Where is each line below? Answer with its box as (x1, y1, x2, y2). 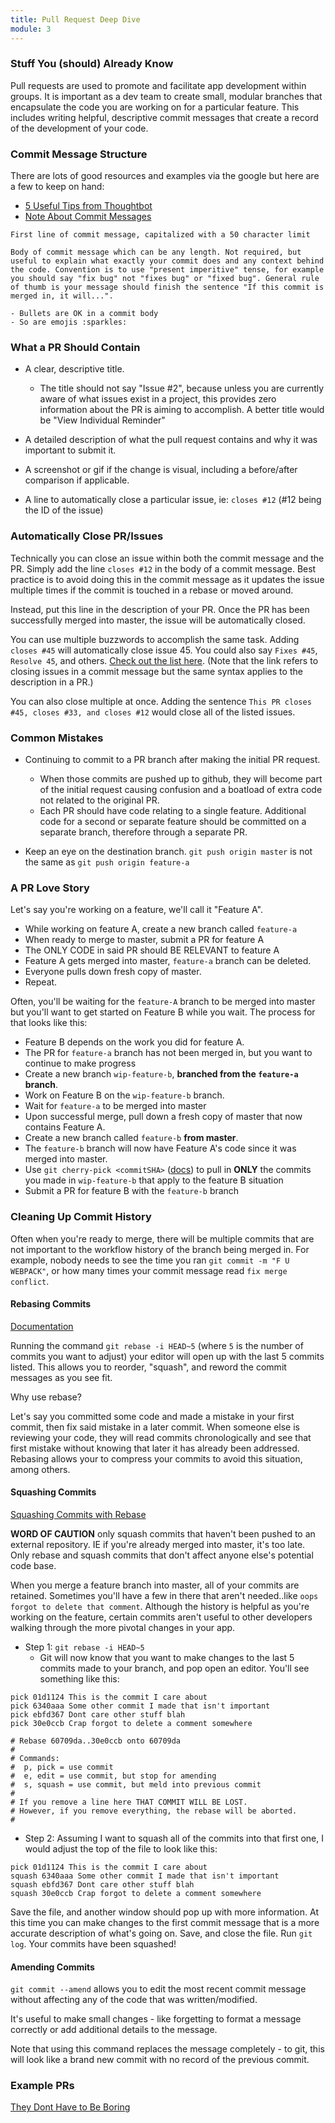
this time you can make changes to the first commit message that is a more (10, 1916, 320, 1928)
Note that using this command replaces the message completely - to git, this (10, 2043, 325, 2055)
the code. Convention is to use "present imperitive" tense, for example (10, 265, 325, 275)
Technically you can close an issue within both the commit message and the (10, 552, 325, 564)
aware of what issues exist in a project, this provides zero (39, 393, 277, 405)
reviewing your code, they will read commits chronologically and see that (10, 1431, 312, 1443)
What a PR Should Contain (10, 341, 141, 355)
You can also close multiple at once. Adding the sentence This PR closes (10, 695, 312, 707)
